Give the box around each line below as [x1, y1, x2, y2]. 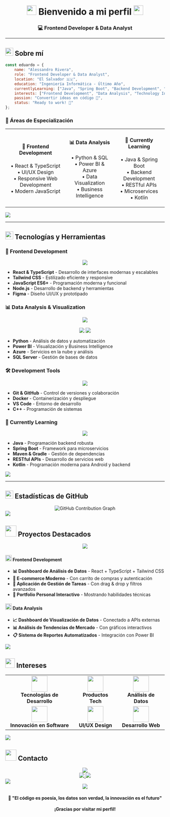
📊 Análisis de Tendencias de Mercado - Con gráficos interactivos [12, 624, 152, 630]
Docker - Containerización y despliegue [12, 396, 96, 402]
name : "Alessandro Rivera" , [14, 67, 73, 73]
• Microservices [120, 188, 158, 195]
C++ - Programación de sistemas [12, 406, 82, 412]
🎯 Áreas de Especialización [5, 117, 73, 124]
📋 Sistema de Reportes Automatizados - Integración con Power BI [12, 632, 154, 638]
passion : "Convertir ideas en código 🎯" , [14, 95, 103, 101]
